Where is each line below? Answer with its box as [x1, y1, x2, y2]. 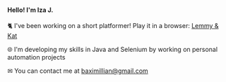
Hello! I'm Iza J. [7, 6, 54, 14]
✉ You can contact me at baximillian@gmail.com [7, 67, 148, 75]
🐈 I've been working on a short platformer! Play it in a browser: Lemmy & [7, 22, 219, 30]
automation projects [7, 53, 66, 62]
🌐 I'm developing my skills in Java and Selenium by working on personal [7, 46, 218, 54]
